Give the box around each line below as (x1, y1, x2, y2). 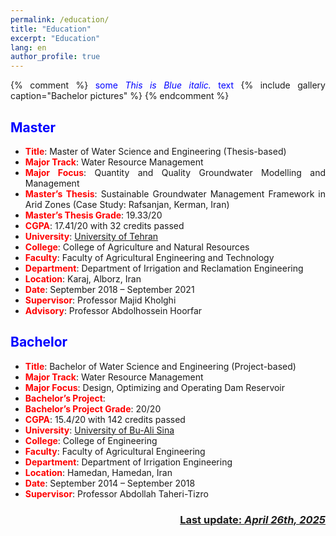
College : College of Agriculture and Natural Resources (24, 241, 250, 253)
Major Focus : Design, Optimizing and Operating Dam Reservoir (24, 381, 286, 393)
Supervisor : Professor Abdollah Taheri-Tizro (24, 487, 209, 500)
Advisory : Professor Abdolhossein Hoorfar (24, 304, 203, 316)
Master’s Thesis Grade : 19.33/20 (24, 209, 163, 221)
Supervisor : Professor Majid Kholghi (24, 294, 177, 306)
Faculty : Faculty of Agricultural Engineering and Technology (24, 251, 275, 263)
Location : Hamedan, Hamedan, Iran (24, 466, 173, 478)
